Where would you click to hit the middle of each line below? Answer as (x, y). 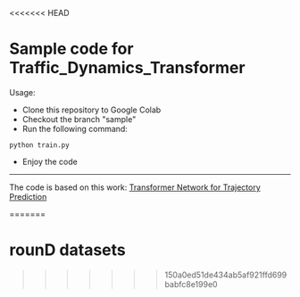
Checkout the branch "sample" (79, 119)
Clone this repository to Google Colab (92, 110)
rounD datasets (68, 250)
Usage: (22, 92)
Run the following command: (75, 128)
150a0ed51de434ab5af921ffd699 (226, 275)
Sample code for (71, 49)
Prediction (28, 196)
